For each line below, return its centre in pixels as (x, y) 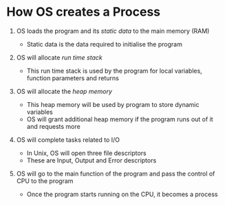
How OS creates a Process (84, 12)
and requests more (53, 126)
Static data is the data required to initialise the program (105, 44)
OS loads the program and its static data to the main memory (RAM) (113, 31)
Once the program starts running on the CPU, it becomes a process (122, 194)
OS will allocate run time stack (59, 57)
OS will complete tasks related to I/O (68, 140)
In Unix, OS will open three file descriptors (86, 153)
